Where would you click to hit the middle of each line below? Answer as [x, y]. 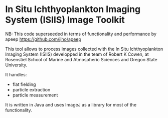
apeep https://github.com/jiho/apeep [43, 39]
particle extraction [31, 89]
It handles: [16, 74]
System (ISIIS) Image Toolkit [65, 20]
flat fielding [24, 84]
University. [16, 65]
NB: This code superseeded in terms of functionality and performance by [81, 34]
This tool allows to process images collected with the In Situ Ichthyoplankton [84, 49]
